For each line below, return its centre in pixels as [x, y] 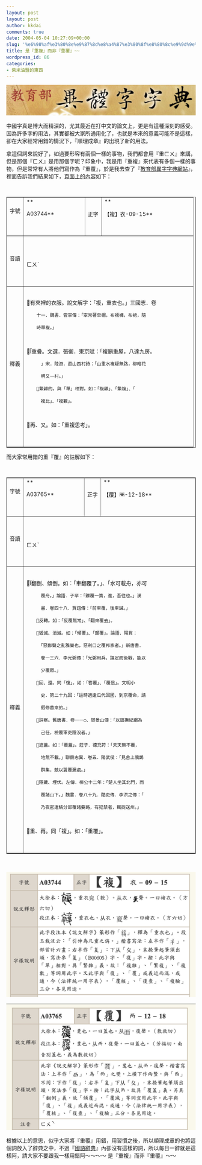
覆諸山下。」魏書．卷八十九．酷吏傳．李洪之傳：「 [92, 795]
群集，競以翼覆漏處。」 [64, 770]
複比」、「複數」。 [58, 401]
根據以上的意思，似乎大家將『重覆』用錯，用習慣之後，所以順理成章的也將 [98, 1141]
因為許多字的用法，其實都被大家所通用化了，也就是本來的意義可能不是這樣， [101, 133]
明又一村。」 [54, 376]
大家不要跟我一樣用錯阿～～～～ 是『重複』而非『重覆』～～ [101, 1156]
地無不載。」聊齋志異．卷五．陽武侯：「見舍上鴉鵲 [92, 758]
